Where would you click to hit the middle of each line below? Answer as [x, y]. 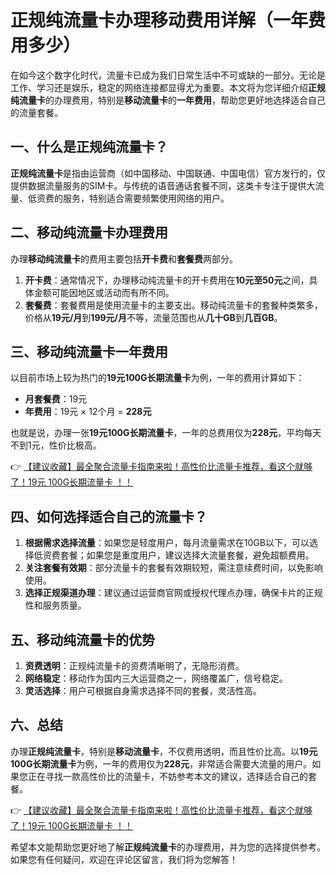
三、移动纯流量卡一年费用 [89, 351]
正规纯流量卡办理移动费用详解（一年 [159, 20]
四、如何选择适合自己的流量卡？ [109, 516]
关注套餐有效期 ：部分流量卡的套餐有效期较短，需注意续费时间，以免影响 [173, 568]
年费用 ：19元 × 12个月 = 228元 [88, 412]
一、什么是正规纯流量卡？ [89, 147]
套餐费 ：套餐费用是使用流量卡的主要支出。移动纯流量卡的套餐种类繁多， [173, 305]
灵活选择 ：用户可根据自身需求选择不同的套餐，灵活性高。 [143, 690]
